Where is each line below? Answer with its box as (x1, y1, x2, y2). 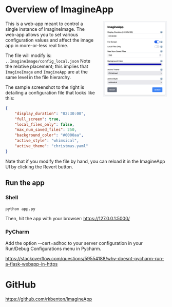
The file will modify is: (5, 52, 52, 59)
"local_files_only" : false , (14, 122, 74, 127)
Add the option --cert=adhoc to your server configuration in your (5, 240, 143, 246)
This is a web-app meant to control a (5, 21, 83, 27)
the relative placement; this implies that (5, 63, 88, 69)
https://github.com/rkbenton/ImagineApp (5, 296, 92, 302)
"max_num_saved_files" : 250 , (14, 127, 77, 132)
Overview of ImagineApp (5, 4, 114, 15)
